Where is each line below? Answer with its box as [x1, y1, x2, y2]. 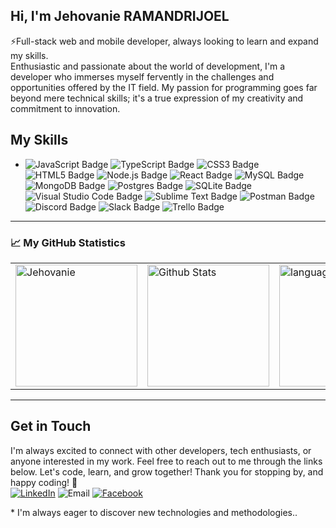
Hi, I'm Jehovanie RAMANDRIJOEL [10, 8, 230, 25]
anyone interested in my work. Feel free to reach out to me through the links [10, 455, 323, 467]
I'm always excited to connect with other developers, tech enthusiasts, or [10, 444, 312, 456]
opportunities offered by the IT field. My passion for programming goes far [10, 81, 318, 93]
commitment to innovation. [10, 102, 121, 114]
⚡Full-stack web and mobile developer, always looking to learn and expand [10, 35, 319, 47]
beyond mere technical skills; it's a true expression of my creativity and [10, 92, 304, 104]
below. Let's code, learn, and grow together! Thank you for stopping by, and [10, 465, 324, 478]
